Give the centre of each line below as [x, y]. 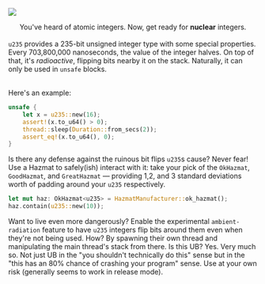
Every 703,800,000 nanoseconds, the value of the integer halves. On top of [131, 52]
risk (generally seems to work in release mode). [86, 272]
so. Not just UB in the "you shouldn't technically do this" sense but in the [127, 255]
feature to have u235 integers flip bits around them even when [142, 230]
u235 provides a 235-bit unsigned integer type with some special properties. [132, 44]
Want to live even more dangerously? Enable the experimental [109, 221]
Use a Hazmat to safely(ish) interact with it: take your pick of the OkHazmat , [129, 168]
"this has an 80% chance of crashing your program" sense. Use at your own [132, 263]
